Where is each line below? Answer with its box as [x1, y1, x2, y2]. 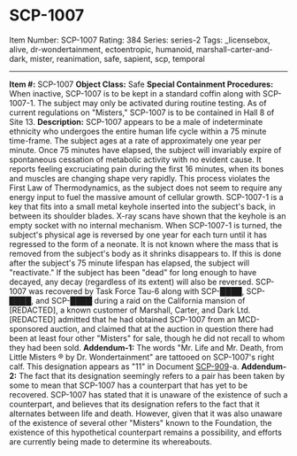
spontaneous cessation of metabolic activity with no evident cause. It [9, 154, 263, 165]
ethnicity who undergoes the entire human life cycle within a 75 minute [9, 126, 267, 136]
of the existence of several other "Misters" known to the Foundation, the [9, 417, 272, 428]
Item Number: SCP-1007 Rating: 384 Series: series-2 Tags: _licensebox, [9, 35, 271, 45]
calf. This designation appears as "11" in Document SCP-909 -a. [9, 360, 240, 372]
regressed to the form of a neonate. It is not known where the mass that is [9, 238, 278, 249]
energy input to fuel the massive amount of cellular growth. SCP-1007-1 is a [9, 191, 285, 202]
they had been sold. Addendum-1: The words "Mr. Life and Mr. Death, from [9, 342, 284, 352]
